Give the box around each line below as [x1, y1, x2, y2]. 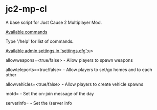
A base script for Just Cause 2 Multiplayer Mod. [5, 19, 102, 25]
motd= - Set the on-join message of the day [5, 91, 94, 96]
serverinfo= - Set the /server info [5, 100, 72, 106]
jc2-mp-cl [5, 3, 47, 15]
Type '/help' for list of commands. [5, 38, 74, 44]
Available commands [5, 29, 48, 35]
